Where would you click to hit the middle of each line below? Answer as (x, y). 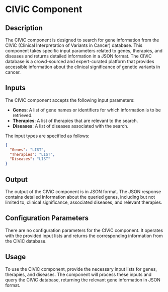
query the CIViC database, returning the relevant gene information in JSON (83, 280)
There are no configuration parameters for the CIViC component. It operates (84, 230)
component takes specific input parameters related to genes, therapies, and (84, 51)
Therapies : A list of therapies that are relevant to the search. (75, 121)
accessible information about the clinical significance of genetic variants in (83, 67)
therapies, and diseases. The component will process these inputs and (78, 274)
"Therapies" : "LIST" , (32, 154)
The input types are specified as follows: (47, 136)
